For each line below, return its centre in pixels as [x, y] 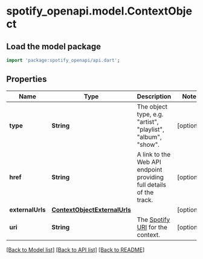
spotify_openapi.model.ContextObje [99, 11]
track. [145, 200]
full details [151, 184]
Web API [149, 162]
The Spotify [153, 220]
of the [145, 192]
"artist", [148, 121]
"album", [149, 136]
